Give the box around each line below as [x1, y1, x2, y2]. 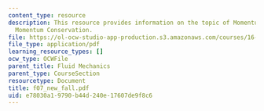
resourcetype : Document [8, 77, 86, 84]
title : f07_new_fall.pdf [8, 84, 90, 92]
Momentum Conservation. [15, 26, 93, 34]
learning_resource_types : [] [8, 48, 104, 55]
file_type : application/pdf [8, 41, 101, 48]
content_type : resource [8, 11, 86, 20]
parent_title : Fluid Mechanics [8, 63, 111, 70]
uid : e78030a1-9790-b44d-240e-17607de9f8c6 [8, 91, 153, 99]
